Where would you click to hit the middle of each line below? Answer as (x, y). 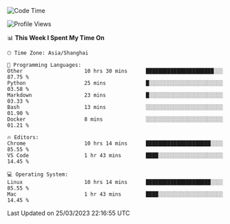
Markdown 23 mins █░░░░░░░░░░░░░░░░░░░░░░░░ (115, 95)
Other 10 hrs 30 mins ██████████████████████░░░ (115, 71)
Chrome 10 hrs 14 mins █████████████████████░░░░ (115, 143)
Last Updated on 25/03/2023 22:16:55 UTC (69, 213)
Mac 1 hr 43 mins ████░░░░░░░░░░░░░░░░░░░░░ (115, 194)
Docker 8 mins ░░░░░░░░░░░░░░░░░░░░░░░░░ (115, 119)
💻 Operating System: (38, 174)
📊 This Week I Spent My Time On (56, 38)
